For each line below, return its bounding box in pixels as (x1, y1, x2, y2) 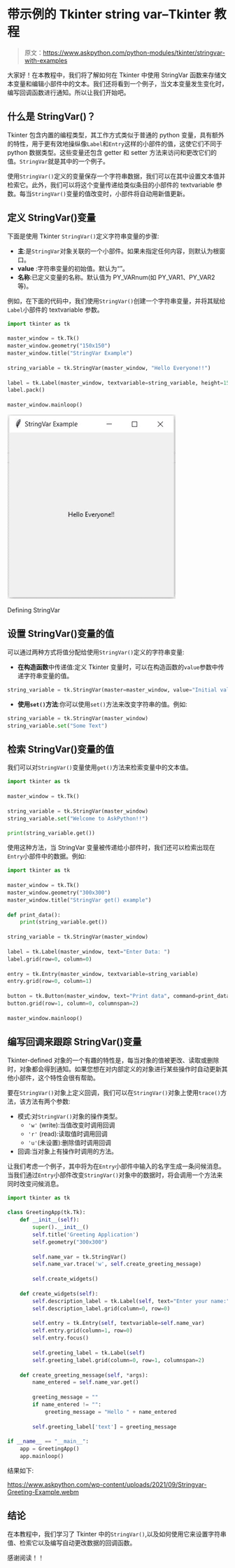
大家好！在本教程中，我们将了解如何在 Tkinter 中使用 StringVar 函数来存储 (7, 71, 221, 79)
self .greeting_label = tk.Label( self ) (32, 1349, 145, 1356)
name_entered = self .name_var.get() (32, 1379, 139, 1386)
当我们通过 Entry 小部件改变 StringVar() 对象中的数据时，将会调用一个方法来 (7, 1171, 223, 1179)
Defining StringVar (7, 606, 61, 614)
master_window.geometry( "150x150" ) (7, 343, 111, 350)
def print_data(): (7, 912, 61, 919)
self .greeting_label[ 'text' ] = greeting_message (32, 1423, 177, 1430)
